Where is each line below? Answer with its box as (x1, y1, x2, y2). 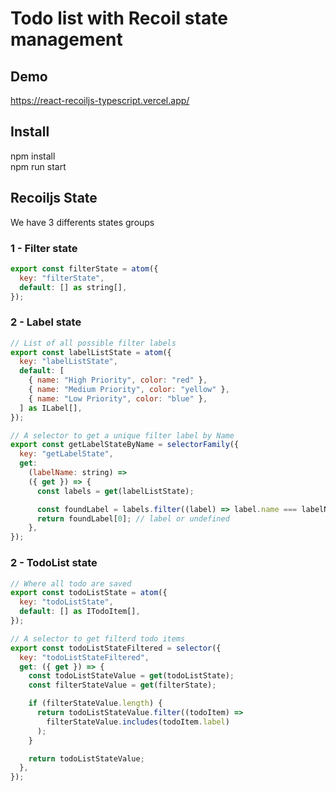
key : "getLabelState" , (19, 449, 114, 459)
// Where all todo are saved (10, 578, 132, 589)
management (10, 28, 123, 51)
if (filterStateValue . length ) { (28, 698, 163, 709)
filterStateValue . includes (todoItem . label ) (46, 717, 230, 727)
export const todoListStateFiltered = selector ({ (10, 643, 222, 653)
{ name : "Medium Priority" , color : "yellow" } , (28, 385, 230, 395)
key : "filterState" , (19, 273, 105, 283)
